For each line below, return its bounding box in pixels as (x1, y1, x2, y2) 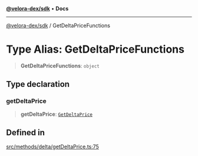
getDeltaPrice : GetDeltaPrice (20, 110, 93, 118)
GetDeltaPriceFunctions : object (20, 62, 100, 69)
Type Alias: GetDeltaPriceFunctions (6, 43, 184, 56)
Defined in (6, 128, 45, 138)
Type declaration (6, 79, 70, 89)
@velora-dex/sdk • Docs (6, 5, 69, 12)
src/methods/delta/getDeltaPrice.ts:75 (6, 143, 99, 150)
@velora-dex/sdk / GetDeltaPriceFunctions (6, 22, 111, 29)
